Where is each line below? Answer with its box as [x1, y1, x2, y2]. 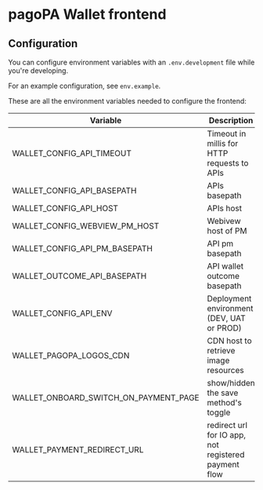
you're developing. [8, 66, 69, 75]
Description [208, 115, 254, 126]
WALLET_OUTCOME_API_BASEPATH [12, 271, 147, 281]
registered [207, 449, 245, 460]
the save [207, 387, 239, 398]
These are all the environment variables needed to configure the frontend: [8, 97, 247, 105]
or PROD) [207, 323, 242, 333]
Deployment [207, 293, 252, 304]
